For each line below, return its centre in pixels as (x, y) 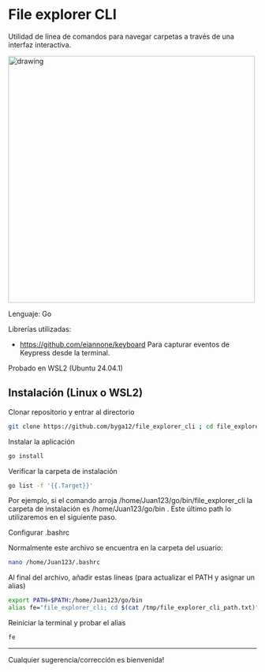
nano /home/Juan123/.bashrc (54, 562)
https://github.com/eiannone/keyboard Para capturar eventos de (125, 344)
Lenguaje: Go (30, 313)
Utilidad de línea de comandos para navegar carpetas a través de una (121, 36)
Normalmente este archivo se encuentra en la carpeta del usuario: (116, 548)
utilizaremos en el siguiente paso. (63, 517)
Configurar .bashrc (39, 533)
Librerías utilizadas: (40, 328)
